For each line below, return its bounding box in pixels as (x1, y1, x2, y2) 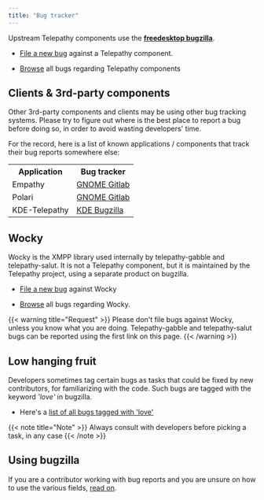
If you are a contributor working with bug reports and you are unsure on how (8, 474, 256, 484)
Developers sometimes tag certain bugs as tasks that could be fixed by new (8, 376, 254, 385)
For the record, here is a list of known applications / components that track (8, 139, 250, 149)
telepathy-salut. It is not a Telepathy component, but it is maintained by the (8, 261, 251, 270)
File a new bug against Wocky (19, 284, 117, 294)
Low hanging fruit (8, 354, 97, 368)
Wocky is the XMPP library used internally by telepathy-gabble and (8, 253, 225, 262)
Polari (12, 192, 34, 203)
